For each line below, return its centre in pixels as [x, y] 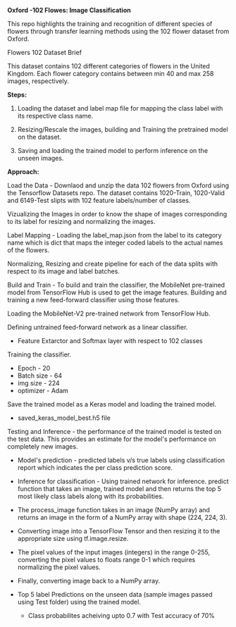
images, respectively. [38, 81]
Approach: [23, 172]
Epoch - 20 [34, 368]
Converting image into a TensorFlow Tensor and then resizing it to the [119, 531]
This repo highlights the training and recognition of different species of [110, 24]
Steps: [17, 95]
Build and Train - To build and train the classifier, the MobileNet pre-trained [116, 285]
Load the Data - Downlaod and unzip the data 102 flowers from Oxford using [118, 185]
